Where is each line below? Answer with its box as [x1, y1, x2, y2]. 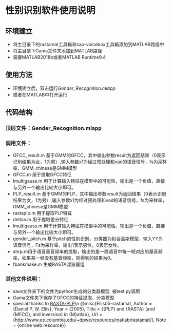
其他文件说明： [5, 276, 43, 283]
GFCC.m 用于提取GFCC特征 [12, 171, 72, 178]
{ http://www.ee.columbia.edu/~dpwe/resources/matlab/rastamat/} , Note [12, 317, 166, 323]
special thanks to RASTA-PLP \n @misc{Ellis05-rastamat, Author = [12, 300, 152, 306]
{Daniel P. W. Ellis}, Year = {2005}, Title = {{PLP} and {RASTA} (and [12, 306, 155, 312]
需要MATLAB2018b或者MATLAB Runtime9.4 [12, 54, 106, 60]
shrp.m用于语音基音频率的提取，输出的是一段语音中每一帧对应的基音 [12, 248, 158, 254]
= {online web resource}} [12, 322, 66, 328]
